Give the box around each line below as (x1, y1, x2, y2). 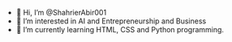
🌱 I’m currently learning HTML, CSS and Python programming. (15, 25, 225, 34)
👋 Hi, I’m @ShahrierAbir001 (15, 8, 107, 17)
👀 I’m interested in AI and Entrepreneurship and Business (15, 16, 207, 26)
